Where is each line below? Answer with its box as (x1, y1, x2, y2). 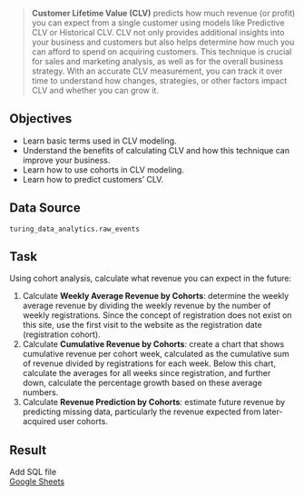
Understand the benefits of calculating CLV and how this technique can (22, 144, 290, 155)
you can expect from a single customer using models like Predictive (31, 17, 285, 28)
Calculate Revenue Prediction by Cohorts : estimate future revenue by (22, 397, 286, 408)
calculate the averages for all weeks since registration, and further (22, 368, 271, 379)
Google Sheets (9, 476, 65, 487)
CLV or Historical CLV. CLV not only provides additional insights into (31, 27, 285, 37)
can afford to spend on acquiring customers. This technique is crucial (31, 46, 292, 57)
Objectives (9, 111, 73, 126)
